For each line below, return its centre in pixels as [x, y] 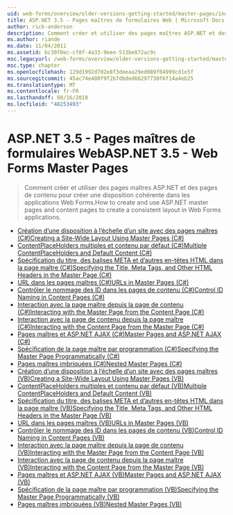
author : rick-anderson [40, 26]
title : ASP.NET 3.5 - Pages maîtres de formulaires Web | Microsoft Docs [116, 20]
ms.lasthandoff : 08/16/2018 [48, 98]
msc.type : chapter [34, 65]
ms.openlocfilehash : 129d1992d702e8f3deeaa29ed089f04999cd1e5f [101, 72]
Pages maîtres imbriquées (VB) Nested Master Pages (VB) [100, 504]
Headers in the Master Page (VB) [64, 415]
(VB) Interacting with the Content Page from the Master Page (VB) [111, 467]
